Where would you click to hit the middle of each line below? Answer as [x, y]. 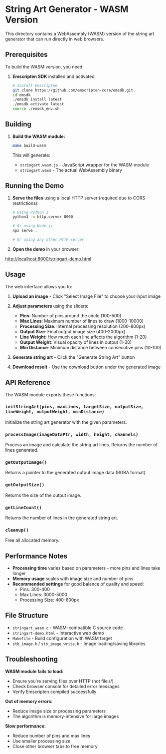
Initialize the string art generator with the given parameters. [66, 422]
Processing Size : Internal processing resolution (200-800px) [83, 326]
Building [18, 124]
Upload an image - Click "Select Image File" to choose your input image [86, 296]
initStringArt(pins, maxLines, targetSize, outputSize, [74, 407]
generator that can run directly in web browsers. [55, 39]
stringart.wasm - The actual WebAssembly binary [71, 170]
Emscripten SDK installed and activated [53, 76]
